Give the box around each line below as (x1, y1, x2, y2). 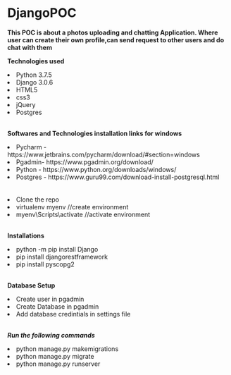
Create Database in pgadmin (16, 302, 99, 311)
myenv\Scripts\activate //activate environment (16, 210, 151, 219)
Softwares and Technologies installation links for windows (7, 129, 182, 137)
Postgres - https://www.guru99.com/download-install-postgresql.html (16, 173, 220, 181)
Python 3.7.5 (16, 70, 52, 79)
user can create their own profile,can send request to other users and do (7, 35, 225, 44)
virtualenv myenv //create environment (16, 202, 129, 211)
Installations (7, 231, 44, 240)
